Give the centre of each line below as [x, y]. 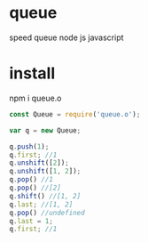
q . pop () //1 [31, 180]
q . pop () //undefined [47, 213]
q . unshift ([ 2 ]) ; [39, 163]
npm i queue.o [35, 98]
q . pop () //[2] [35, 188]
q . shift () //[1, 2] [45, 196]
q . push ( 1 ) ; [29, 146]
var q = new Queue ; [45, 130]
